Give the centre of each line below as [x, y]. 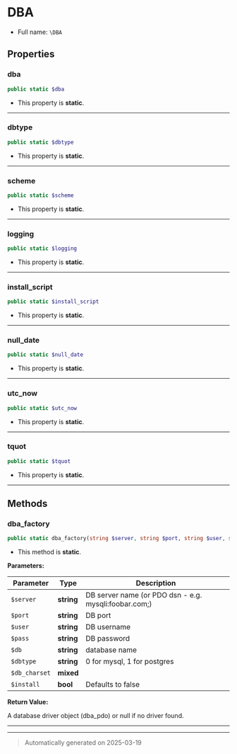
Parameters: [26, 566]
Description [156, 583]
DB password [108, 639]
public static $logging [42, 249]
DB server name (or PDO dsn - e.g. [144, 595]
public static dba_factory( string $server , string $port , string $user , [116, 539]
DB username [108, 627]
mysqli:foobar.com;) [119, 604]
